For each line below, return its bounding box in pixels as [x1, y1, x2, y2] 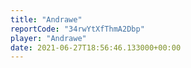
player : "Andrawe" [10, 33, 87, 43]
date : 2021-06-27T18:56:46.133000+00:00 [10, 42, 182, 53]
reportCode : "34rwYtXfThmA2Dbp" [10, 24, 145, 34]
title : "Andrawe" [10, 14, 83, 25]
